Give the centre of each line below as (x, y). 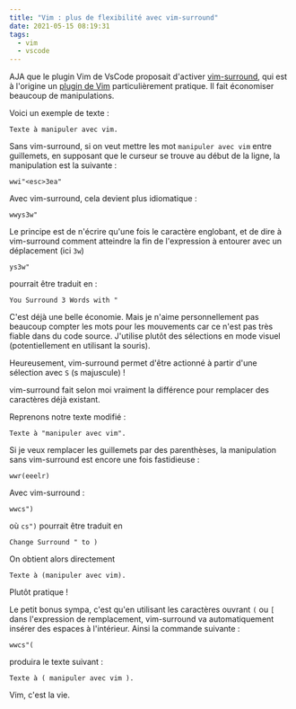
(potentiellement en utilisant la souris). (80, 346)
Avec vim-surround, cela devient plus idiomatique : (103, 199)
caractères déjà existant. (55, 400)
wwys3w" (24, 215)
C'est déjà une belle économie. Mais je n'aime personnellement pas (134, 317)
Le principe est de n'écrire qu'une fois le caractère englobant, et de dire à (146, 232)
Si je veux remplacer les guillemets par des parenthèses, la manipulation (143, 450)
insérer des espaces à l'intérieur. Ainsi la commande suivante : (125, 629)
